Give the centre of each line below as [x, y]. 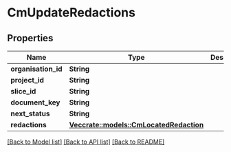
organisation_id [37, 69]
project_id [27, 80]
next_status [30, 113]
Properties [30, 38]
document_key [35, 102]
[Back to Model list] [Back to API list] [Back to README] [86, 142]
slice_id [23, 91]
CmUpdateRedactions [71, 13]
